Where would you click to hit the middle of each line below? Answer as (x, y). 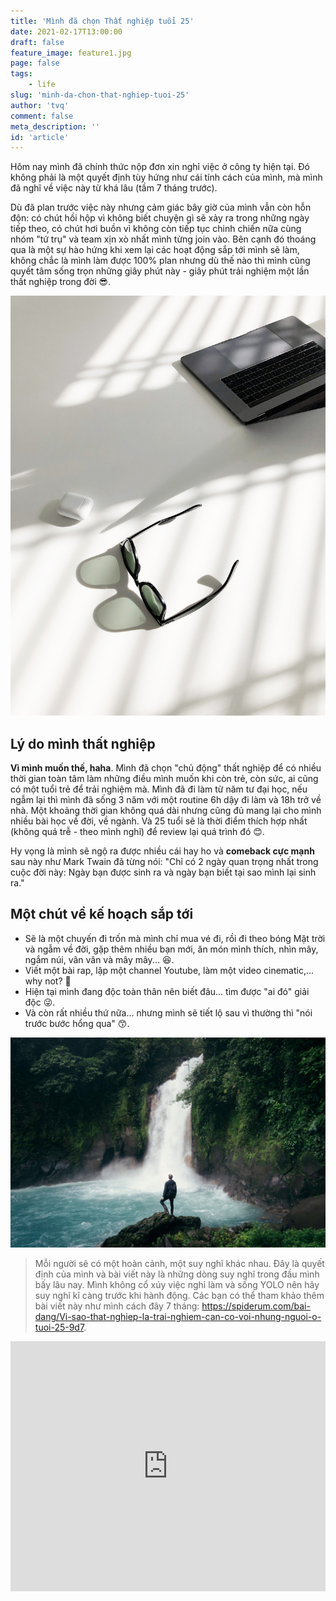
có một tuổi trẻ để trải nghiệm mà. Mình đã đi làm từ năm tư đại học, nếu (159, 789)
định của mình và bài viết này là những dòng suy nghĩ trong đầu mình (177, 1274)
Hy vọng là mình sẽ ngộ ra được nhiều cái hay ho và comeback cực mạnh (162, 851)
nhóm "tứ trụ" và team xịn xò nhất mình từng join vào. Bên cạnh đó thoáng (163, 239)
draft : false (37, 42)
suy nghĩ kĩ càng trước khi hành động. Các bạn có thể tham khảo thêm (179, 1296)
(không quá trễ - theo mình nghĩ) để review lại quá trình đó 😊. (137, 832)
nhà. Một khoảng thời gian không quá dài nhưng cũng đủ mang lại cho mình (166, 811)
